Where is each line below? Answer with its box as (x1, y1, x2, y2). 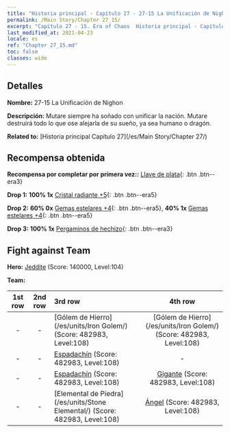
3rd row (53, 296, 80, 306)
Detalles (7, 80, 43, 92)
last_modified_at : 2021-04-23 (7, 29, 94, 36)
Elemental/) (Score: (53, 406, 116, 416)
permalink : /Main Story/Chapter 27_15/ (7, 16, 121, 23)
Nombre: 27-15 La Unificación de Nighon (7, 98, 123, 106)
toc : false (7, 49, 38, 56)
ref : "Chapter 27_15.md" (7, 42, 78, 49)
